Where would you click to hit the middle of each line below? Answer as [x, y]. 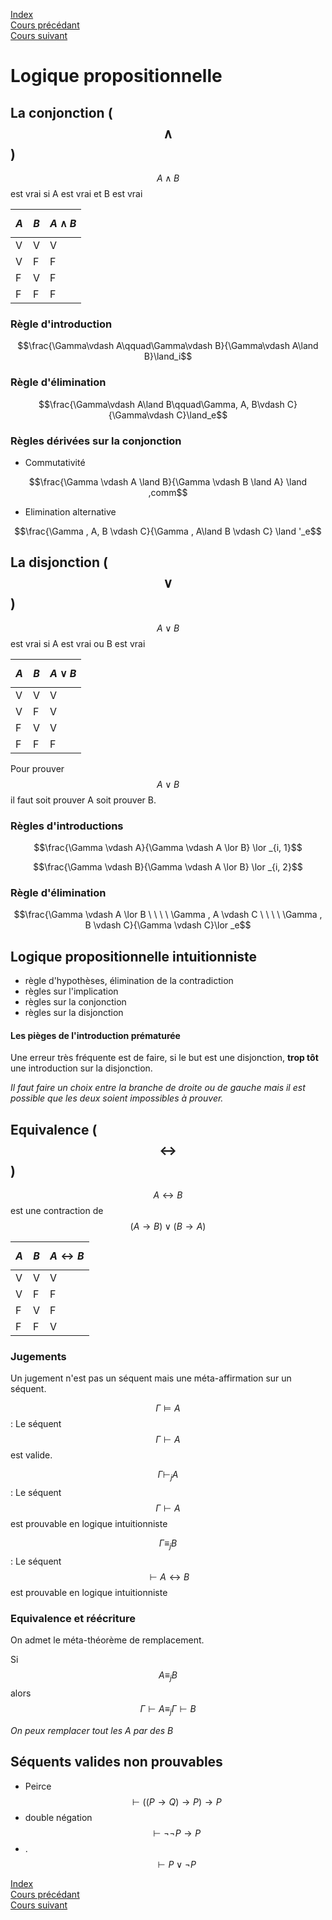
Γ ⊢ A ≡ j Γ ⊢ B [168, 1710]
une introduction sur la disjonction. [81, 1068]
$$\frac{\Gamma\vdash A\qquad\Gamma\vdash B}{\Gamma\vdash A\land [168, 346]
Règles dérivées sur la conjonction [96, 441]
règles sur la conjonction [75, 1002]
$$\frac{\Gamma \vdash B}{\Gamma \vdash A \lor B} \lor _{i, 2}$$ [168, 867]
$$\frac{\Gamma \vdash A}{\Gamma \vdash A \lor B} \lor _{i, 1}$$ [168, 847]
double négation [58, 1817]
